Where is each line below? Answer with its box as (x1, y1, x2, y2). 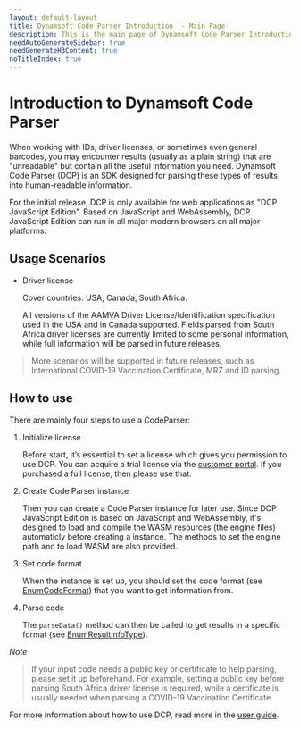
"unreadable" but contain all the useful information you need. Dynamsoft (9, 160, 277, 171)
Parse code (21, 602, 65, 613)
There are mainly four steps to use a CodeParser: (9, 415, 190, 425)
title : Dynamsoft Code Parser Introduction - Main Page (9, 21, 226, 30)
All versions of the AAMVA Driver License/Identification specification (21, 309, 275, 320)
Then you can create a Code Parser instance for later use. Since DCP (21, 502, 277, 514)
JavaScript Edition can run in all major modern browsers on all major (9, 215, 261, 226)
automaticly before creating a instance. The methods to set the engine (21, 531, 281, 541)
